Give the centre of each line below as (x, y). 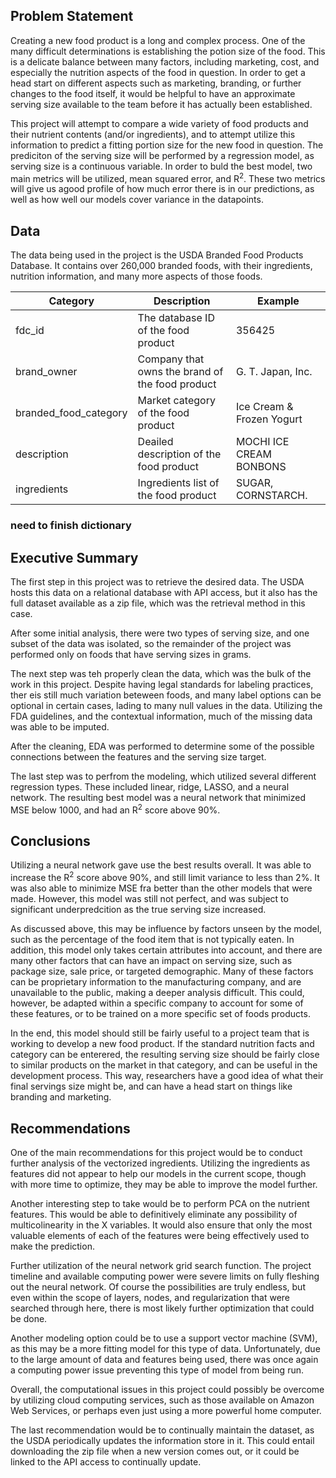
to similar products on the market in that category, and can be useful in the (164, 1065)
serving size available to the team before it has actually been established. (161, 104)
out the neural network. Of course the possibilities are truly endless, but (158, 1286)
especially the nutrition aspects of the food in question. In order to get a (158, 72)
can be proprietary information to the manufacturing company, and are (156, 982)
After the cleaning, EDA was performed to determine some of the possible (162, 746)
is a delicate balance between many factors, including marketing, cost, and (165, 61)
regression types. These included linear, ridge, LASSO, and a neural (150, 787)
